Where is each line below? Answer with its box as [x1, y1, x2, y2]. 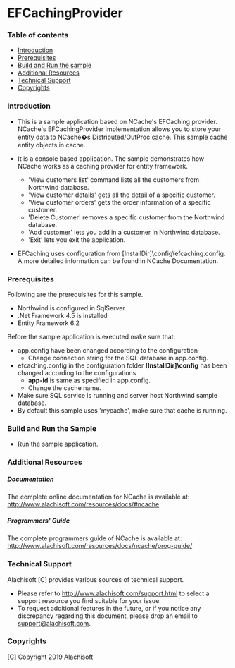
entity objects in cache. [17, 140, 86, 149]
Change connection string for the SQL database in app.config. [27, 354, 209, 363]
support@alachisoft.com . [17, 619, 91, 627]
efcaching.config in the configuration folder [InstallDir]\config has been [17, 361, 227, 370]
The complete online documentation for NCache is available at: [7, 492, 190, 502]
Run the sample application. [17, 439, 99, 449]
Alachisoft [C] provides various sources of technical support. [7, 575, 184, 583]
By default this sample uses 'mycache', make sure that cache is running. [17, 406, 227, 415]
